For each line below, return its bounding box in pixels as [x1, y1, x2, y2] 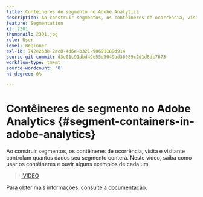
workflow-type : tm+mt [6, 59, 61, 65]
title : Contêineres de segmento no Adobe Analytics [6, 8, 139, 15]
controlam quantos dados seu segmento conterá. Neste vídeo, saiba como [6, 154, 192, 161]
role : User [6, 37, 34, 43]
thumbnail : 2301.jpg [6, 31, 59, 37]
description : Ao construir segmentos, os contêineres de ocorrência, [6, 15, 185, 21]
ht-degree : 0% [6, 71, 42, 77]
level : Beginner [6, 43, 47, 49]
